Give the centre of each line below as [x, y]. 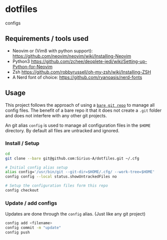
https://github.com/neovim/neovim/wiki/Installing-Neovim [72, 56]
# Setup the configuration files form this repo [57, 186]
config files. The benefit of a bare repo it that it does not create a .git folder [83, 110]
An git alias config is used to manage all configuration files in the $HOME [78, 125]
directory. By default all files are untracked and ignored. [62, 130]
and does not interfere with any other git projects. [56, 115]
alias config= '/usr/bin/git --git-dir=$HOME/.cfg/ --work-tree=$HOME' [80, 172]
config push [17, 233]
